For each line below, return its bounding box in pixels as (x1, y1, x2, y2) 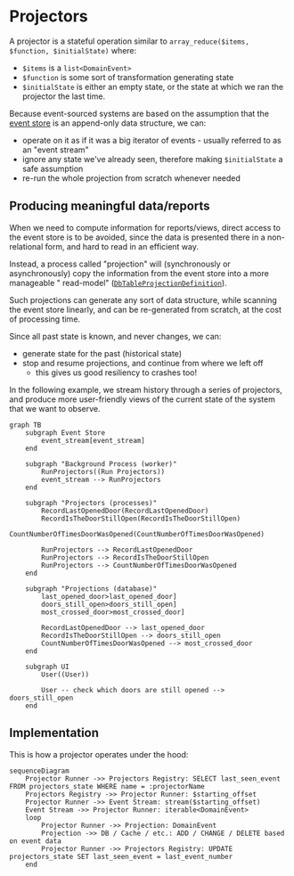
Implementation (9, 725, 100, 741)
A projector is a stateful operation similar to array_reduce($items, (9, 36, 249, 46)
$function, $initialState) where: (9, 45, 137, 55)
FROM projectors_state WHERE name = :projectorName (9, 782, 205, 790)
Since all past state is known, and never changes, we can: (9, 331, 222, 341)
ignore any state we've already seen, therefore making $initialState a (21, 153, 283, 164)
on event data (9, 836, 62, 846)
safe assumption (21, 163, 84, 174)
